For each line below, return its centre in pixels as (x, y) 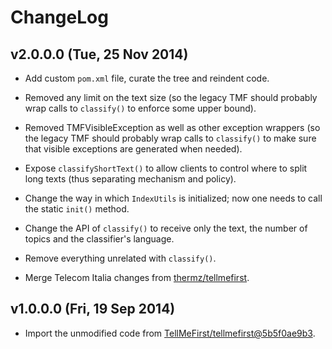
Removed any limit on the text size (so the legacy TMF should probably (171, 97)
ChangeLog (59, 17)
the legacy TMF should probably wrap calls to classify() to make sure (170, 138)
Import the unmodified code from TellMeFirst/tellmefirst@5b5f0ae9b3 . (170, 333)
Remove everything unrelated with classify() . (120, 258)
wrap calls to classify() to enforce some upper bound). (140, 108)
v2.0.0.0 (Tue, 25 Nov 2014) (99, 54)
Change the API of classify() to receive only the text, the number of (166, 228)
